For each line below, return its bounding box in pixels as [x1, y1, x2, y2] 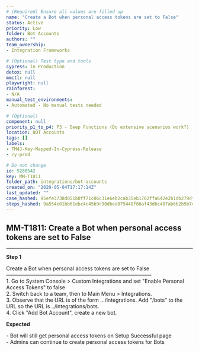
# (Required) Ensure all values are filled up [6, 8, 123, 15]
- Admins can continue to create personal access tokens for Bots [6, 339, 165, 346]
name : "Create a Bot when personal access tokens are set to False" [6, 14, 179, 20]
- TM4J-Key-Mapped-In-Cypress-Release [6, 146, 102, 152]
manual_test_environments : [6, 97, 73, 103]
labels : [6, 141, 25, 147]
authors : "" [6, 36, 36, 42]
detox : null [6, 69, 36, 75]
